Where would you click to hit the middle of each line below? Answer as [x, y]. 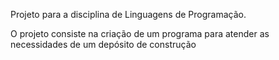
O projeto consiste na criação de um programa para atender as [140, 33]
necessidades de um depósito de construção [103, 44]
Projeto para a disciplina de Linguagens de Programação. [128, 14]
